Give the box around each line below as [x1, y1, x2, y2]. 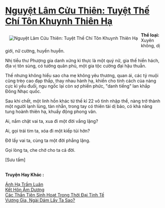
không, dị [141, 42, 161, 48]
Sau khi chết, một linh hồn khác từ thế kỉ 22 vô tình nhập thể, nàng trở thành [5, 98, 161, 104]
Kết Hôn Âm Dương [5, 187, 45, 193]
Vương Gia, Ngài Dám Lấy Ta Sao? [5, 197, 76, 203]
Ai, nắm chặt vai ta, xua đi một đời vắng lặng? [5, 118, 98, 124]
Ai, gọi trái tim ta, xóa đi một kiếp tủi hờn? [5, 127, 90, 134]
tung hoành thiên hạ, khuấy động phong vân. [5, 108, 97, 114]
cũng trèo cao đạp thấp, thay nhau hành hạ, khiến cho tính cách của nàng [5, 78, 157, 84]
